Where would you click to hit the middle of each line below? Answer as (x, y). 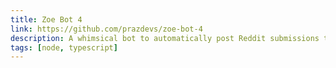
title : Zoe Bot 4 (46, 19)
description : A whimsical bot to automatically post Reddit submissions (165, 38)
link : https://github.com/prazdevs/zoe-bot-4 (106, 29)
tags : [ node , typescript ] (64, 47)
